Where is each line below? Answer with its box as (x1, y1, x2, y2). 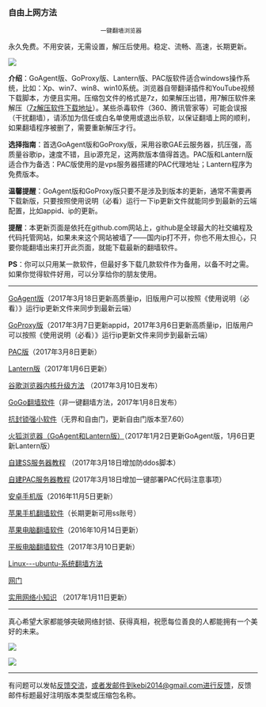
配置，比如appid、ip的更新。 (8, 206, 102, 215)
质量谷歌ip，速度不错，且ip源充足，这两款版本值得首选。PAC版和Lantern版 (8, 150, 253, 159)
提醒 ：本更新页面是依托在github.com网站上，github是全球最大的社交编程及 (8, 223, 253, 233)
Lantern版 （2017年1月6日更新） (8, 364, 112, 374)
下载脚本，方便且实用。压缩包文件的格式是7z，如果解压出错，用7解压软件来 (8, 93, 256, 103)
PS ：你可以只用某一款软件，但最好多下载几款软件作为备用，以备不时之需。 (8, 260, 253, 269)
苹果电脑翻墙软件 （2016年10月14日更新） (8, 525, 143, 535)
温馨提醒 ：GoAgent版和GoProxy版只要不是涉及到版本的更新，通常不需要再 (8, 186, 253, 196)
